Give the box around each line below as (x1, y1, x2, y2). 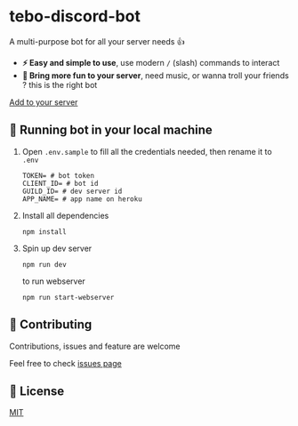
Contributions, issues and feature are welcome (9, 341, 181, 351)
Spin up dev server (21, 243, 93, 253)
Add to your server (9, 96, 78, 108)
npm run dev (21, 260, 67, 269)
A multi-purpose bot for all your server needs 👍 (9, 36, 185, 46)
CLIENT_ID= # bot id (21, 179, 99, 188)
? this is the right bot (21, 79, 98, 90)
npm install (21, 227, 67, 237)
